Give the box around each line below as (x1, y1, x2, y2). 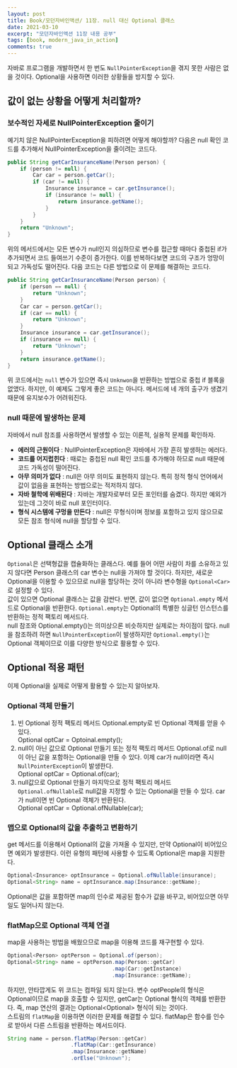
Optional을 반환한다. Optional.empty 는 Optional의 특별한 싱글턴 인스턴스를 (20, 603, 229, 612)
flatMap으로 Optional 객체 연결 (7, 920, 110, 930)
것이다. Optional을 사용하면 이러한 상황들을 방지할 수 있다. (14, 72, 175, 81)
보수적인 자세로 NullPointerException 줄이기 (7, 118, 154, 128)
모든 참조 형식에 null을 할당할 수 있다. (17, 516, 121, 525)
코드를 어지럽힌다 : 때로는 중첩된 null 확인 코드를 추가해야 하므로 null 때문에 (17, 454, 225, 462)
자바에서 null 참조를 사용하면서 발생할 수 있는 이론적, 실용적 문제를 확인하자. (7, 430, 216, 439)
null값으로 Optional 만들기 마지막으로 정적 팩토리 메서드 (17, 778, 172, 786)
